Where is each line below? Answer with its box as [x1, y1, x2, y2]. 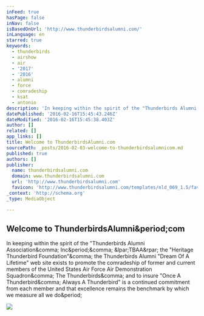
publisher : [6, 162, 34, 168]
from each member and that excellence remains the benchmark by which [6, 285, 189, 292]
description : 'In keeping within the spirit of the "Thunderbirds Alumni [6, 105, 197, 111]
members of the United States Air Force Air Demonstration [6, 265, 152, 273]
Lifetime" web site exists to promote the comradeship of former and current [6, 259, 195, 267]
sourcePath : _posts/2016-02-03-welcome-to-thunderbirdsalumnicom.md [6, 144, 183, 151]
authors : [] [6, 156, 36, 162]
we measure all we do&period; [6, 292, 83, 299]
